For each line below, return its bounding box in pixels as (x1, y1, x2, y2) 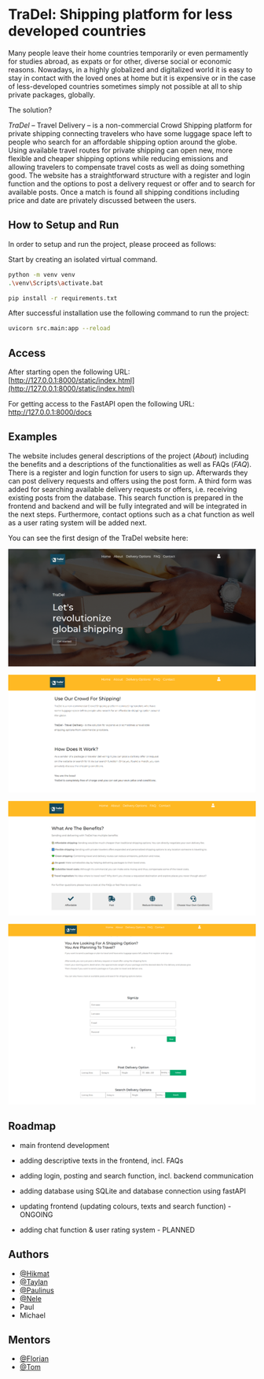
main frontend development (19, 1140, 110, 1149)
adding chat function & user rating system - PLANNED (19, 1225, 195, 1234)
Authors (8, 1248, 49, 1261)
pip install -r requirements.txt (8, 294, 118, 302)
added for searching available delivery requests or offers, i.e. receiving (8, 484, 237, 494)
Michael (19, 1311, 46, 1320)
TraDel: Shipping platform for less (8, 6, 233, 24)
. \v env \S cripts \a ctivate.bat (8, 279, 104, 287)
